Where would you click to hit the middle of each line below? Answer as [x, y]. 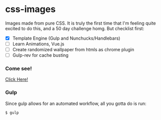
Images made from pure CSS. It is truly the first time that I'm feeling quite [81, 23]
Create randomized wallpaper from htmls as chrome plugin [73, 50]
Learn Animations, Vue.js [38, 44]
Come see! [19, 69]
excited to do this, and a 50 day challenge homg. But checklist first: [75, 28]
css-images [31, 9]
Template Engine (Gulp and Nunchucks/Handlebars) [66, 38]
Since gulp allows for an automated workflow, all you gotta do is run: [76, 103]
